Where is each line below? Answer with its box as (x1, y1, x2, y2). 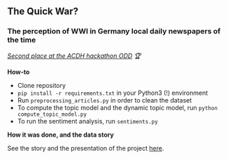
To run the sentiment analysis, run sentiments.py (17, 116, 159, 125)
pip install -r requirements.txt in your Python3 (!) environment (17, 89, 208, 97)
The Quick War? (7, 6, 79, 17)
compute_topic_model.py (17, 111, 87, 118)
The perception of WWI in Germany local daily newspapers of (7, 26, 221, 36)
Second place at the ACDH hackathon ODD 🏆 (7, 52, 141, 60)
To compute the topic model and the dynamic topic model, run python (17, 103, 218, 112)
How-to (7, 68, 30, 76)
